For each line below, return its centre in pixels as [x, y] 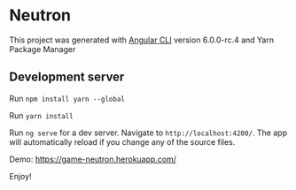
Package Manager [43, 49]
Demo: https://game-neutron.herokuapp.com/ [93, 159]
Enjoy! [21, 176]
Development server [67, 77]
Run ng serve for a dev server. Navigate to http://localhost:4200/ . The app [148, 133]
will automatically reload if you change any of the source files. [122, 141]
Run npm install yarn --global [67, 98]
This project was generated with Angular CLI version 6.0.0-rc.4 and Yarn [142, 40]
